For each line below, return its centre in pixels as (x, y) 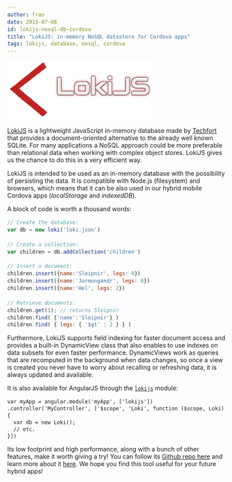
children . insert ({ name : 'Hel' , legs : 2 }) (66, 288)
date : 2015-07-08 (32, 22)
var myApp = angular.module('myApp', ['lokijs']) (80, 402)
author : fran (26, 15)
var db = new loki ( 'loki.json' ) (54, 230)
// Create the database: (43, 223)
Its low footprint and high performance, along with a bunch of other (103, 449)
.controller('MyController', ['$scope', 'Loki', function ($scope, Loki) (116, 409)
